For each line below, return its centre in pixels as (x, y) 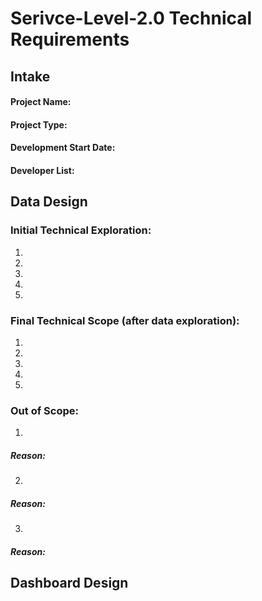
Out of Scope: (44, 410)
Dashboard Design (69, 583)
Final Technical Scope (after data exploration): (125, 320)
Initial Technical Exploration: (81, 230)
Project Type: (39, 124)
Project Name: (41, 102)
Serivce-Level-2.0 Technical (131, 18)
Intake (30, 76)
